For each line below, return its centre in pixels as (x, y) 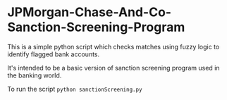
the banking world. (35, 75)
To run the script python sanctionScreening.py (75, 89)
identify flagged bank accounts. (54, 54)
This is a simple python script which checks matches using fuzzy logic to (114, 46)
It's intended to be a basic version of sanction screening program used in (114, 68)
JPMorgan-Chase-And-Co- (89, 12)
